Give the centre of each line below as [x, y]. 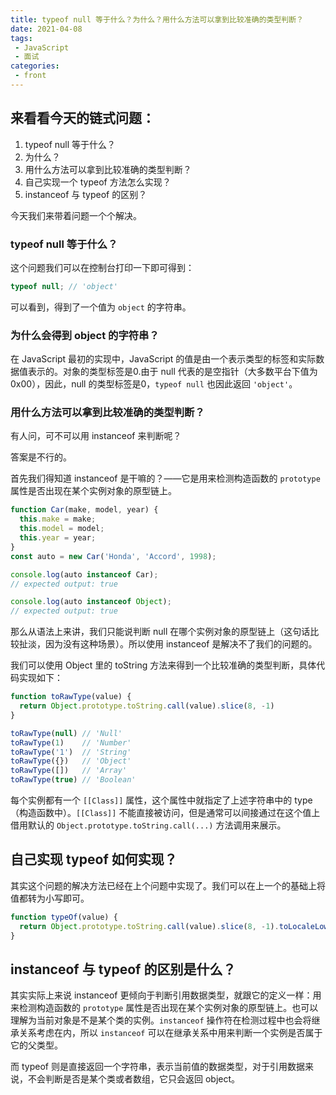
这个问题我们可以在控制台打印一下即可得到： [102, 267]
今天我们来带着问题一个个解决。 [76, 215]
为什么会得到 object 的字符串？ [85, 335]
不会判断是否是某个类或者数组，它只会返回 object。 [134, 1079]
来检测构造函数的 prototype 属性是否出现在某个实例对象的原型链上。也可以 [164, 1008]
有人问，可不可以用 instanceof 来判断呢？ [96, 436]
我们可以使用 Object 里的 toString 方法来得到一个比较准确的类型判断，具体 [163, 665]
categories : [35, 66]
